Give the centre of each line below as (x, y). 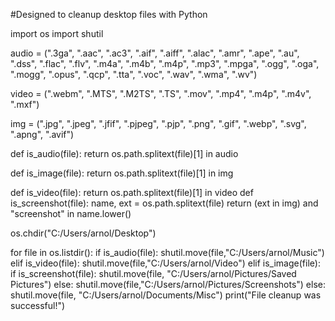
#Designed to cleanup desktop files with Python (109, 14)
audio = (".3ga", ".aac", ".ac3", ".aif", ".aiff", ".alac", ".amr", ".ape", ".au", (155, 53)
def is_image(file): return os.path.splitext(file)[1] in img (122, 173)
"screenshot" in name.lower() (71, 213)
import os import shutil (57, 33)
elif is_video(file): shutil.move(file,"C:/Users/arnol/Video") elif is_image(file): (165, 263)
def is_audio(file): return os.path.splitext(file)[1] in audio (124, 153)
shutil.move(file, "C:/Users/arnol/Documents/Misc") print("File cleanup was (166, 295)
